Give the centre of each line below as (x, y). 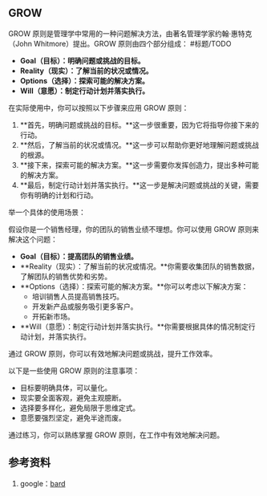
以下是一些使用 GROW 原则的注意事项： (74, 370)
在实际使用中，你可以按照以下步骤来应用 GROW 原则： (99, 108)
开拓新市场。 (53, 316)
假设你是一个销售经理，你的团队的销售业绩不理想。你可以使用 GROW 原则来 (133, 229)
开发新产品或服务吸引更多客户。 (85, 306)
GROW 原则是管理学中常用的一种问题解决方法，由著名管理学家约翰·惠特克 (130, 33)
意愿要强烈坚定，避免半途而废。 (73, 417)
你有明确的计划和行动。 (59, 195)
